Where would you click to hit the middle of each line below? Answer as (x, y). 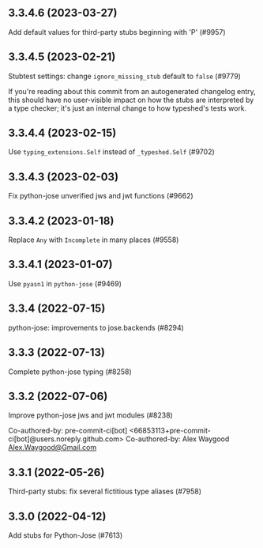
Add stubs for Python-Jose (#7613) (66, 535)
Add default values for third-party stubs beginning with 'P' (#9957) (117, 32)
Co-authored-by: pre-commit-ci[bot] (68, 431)
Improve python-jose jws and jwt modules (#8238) (91, 415)
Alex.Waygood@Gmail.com (53, 448)
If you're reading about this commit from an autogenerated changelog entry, (132, 91)
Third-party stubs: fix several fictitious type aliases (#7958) (105, 491)
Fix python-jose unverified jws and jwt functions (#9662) (101, 196)
